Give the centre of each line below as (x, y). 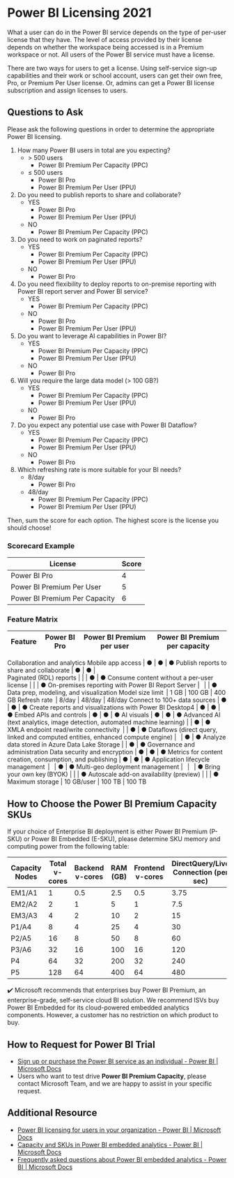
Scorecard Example (41, 545)
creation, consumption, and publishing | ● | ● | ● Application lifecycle (109, 759)
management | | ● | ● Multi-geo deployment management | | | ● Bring (114, 767)
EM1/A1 (24, 893)
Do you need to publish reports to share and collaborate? (99, 194)
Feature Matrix (32, 619)
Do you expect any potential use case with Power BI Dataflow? (107, 425)
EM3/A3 (24, 916)
